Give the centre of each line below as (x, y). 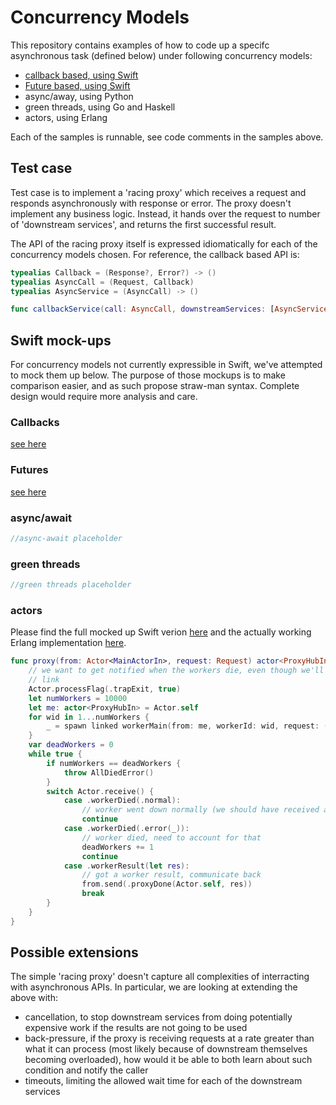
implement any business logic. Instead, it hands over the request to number (165, 213)
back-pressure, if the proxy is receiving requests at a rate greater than (169, 1038)
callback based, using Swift (81, 75)
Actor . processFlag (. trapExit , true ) (105, 689)
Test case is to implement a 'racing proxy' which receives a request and (158, 192)
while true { (55, 754)
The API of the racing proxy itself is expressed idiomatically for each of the (164, 243)
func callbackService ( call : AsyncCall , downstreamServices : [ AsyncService (169, 309)
